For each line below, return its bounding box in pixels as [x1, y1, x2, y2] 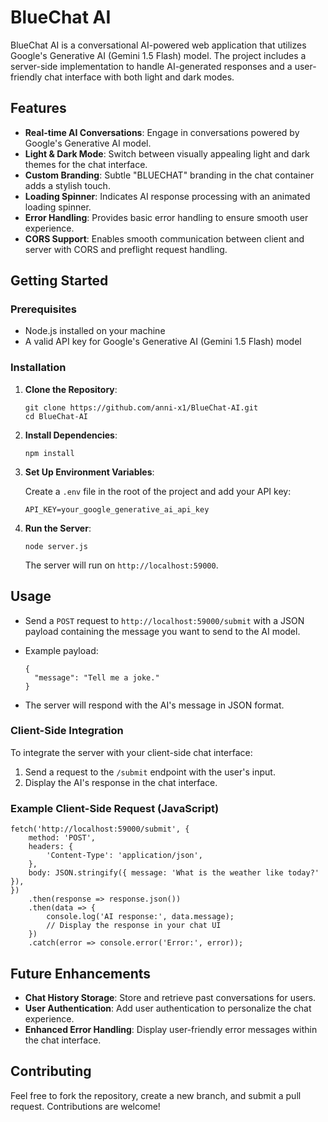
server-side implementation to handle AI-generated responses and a [10, 60, 293, 72]
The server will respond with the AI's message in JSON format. [24, 699, 285, 711]
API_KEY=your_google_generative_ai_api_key [24, 504, 210, 515]
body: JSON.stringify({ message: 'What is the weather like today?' [28, 868, 320, 878]
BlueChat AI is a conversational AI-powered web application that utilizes [10, 39, 307, 51]
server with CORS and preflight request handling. [24, 243, 228, 255]
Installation [10, 361, 67, 375]
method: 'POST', [28, 833, 97, 843]
